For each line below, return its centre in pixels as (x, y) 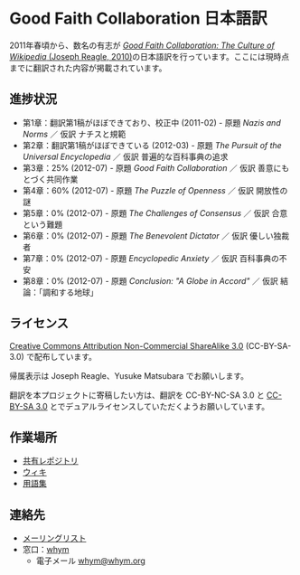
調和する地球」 (70, 292)
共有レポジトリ (50, 461)
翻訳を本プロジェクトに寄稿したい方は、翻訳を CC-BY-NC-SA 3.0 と (137, 395)
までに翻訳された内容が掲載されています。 (88, 68)
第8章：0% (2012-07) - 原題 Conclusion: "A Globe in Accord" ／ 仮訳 (150, 280)
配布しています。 (66, 356)
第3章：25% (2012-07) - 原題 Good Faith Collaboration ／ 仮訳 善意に (152, 167)
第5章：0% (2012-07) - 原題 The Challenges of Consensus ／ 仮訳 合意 (155, 212)
